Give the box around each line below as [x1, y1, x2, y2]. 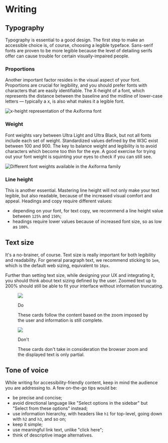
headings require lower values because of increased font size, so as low [12, 218, 162, 225]
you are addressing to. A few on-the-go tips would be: [5, 385, 117, 391]
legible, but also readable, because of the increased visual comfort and [5, 192, 152, 198]
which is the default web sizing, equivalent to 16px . [5, 262, 110, 268]
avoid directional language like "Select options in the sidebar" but [12, 400, 148, 406]
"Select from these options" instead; [12, 405, 88, 411]
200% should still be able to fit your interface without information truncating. [5, 283, 163, 289]
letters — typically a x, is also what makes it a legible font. [5, 98, 125, 104]
